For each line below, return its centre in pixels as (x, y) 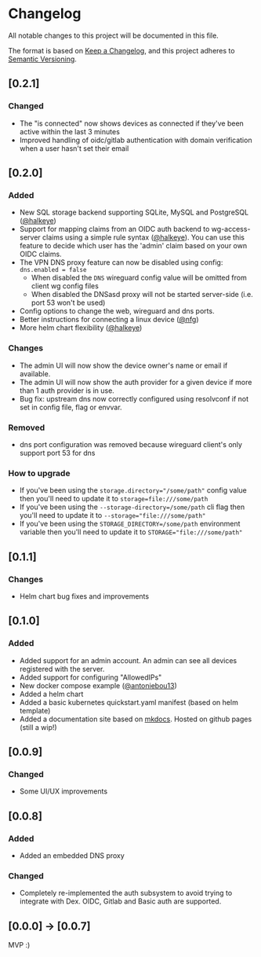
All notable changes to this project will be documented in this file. (114, 35)
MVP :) (19, 945)
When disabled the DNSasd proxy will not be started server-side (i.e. (142, 295)
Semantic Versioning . (42, 59)
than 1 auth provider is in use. (67, 390)
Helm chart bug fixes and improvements (84, 596)
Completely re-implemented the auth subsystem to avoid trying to (126, 893)
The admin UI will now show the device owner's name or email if (123, 365)
